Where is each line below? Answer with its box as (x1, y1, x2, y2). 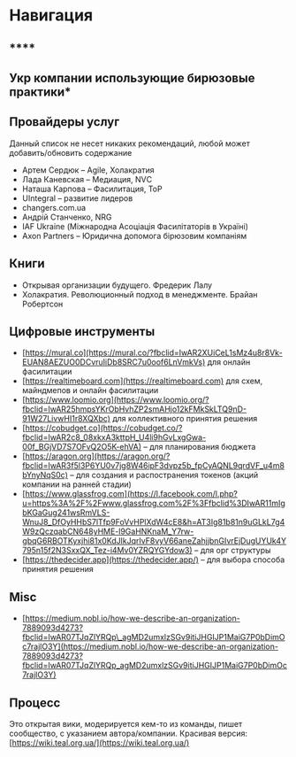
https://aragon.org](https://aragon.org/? (25, 451, 171, 461)
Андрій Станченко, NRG (21, 212, 112, 222)
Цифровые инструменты (9, 324, 156, 339)
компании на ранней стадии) (21, 479, 133, 490)
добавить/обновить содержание (9, 147, 133, 158)
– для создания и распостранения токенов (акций (69, 470, 259, 481)
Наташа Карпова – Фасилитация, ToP (21, 183, 163, 194)
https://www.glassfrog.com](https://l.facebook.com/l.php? (25, 489, 239, 499)
